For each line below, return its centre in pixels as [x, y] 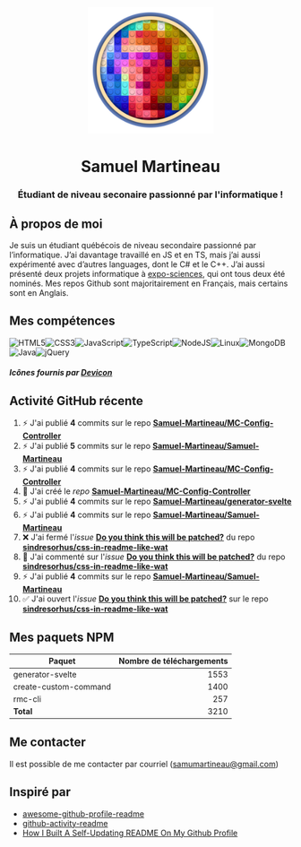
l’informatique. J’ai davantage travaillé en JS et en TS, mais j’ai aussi [135, 255]
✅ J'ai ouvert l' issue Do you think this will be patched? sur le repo [145, 599]
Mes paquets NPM [62, 637]
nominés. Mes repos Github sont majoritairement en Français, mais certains [149, 283]
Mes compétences [62, 321]
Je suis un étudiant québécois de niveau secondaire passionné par [133, 245]
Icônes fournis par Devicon [61, 373]
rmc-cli [27, 699]
